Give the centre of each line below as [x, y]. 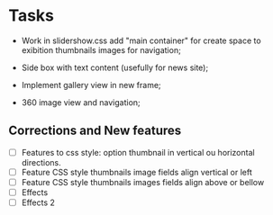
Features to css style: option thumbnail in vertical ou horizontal [138, 152]
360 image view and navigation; [81, 102]
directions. [41, 162]
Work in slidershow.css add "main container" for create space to [141, 40]
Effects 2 [38, 202]
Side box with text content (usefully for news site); [115, 67]
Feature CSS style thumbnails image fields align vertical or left [137, 172]
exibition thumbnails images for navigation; [101, 49]
